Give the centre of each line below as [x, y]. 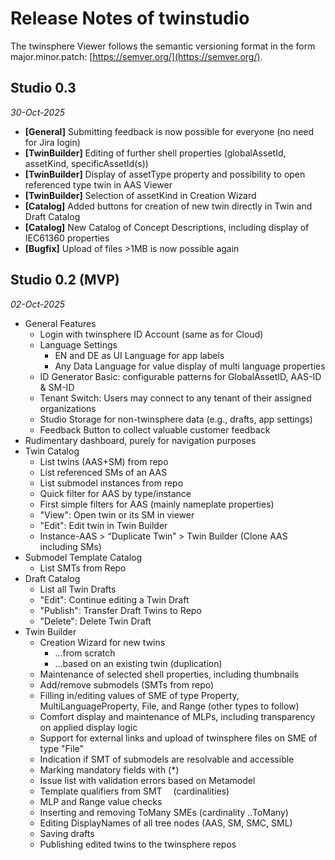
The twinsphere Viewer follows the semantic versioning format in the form [163, 46]
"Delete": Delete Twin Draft [95, 621]
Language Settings [78, 344]
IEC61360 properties [67, 238]
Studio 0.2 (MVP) [65, 280]
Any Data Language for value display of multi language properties [190, 366]
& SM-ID [57, 387]
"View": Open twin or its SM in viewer [117, 514]
